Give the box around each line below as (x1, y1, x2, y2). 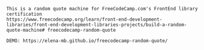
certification (6, 11, 43, 17)
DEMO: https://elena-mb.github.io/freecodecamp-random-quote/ (6, 38, 168, 44)
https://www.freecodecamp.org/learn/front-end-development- (6, 16, 163, 23)
